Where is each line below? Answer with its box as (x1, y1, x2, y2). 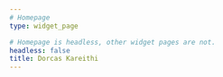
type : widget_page (9, 21, 79, 30)
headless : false (9, 46, 70, 55)
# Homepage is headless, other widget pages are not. (9, 38, 217, 47)
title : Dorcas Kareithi (9, 55, 99, 64)
